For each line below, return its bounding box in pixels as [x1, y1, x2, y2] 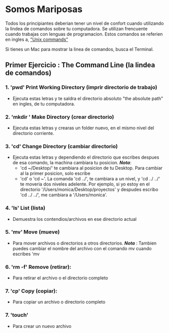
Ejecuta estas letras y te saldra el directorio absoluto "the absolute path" [12, 95, 163, 102]
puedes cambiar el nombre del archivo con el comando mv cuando [12, 245, 152, 251]
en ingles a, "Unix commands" [5, 36, 69, 42]
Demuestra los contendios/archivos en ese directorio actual [12, 216, 137, 222]
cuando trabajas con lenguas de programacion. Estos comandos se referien [5, 31, 163, 37]
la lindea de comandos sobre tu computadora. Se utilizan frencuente [5, 25, 148, 31]
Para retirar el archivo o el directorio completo [12, 275, 108, 281]
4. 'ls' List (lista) [5, 205, 45, 212]
